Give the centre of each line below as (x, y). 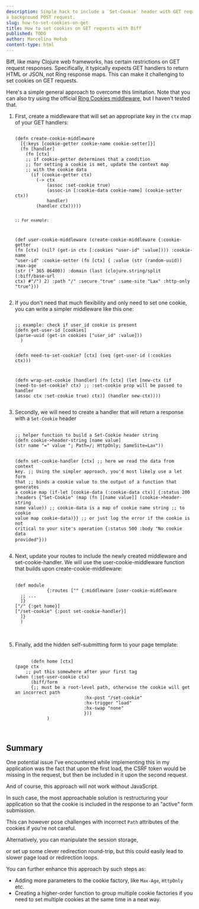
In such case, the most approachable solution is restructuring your (87, 798)
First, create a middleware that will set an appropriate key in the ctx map (103, 116)
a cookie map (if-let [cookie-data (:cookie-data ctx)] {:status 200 (102, 492)
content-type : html (30, 45)
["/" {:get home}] (37, 606)
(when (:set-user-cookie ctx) (52, 677)
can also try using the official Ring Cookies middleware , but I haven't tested (98, 98)
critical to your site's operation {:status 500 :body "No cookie (98, 529)
